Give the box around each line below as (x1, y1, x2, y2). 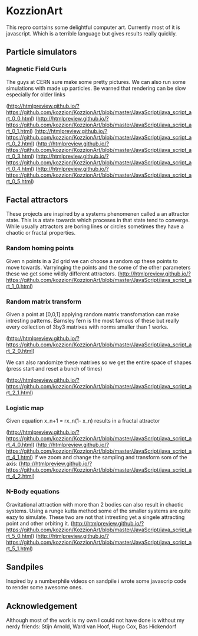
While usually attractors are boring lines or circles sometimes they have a (6, 223, 184, 230)
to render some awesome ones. (6, 584, 83, 591)
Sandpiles (6, 562, 44, 572)
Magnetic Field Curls (6, 65, 67, 73)
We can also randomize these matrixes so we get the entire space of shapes (6, 359, 192, 366)
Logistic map (6, 404, 44, 412)
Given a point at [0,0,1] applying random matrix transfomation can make (6, 311, 180, 318)
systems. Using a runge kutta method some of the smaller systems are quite (6, 507, 192, 514)
